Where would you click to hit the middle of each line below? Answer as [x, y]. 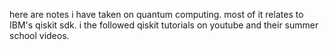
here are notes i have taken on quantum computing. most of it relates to [156, 14]
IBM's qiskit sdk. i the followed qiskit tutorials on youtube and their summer [164, 25]
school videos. [39, 35]
